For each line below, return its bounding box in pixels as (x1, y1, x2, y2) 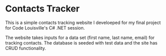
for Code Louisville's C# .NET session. (5, 24, 85, 30)
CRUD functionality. (5, 45, 46, 51)
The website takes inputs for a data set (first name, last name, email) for (5, 34, 155, 40)
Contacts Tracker (5, 3, 80, 14)
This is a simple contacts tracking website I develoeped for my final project (5, 19, 161, 25)
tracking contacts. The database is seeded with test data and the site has (5, 39, 158, 45)
